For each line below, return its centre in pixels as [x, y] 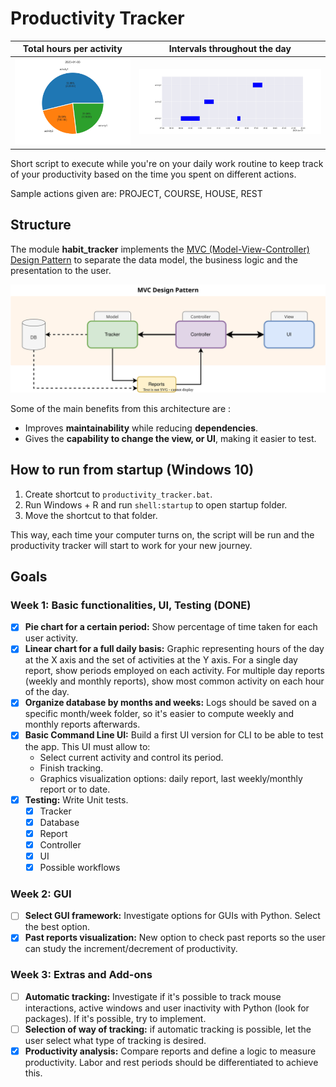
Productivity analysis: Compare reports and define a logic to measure [170, 1051]
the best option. [57, 927]
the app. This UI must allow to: [87, 746]
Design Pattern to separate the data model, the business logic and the [154, 259]
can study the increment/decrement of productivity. [131, 949]
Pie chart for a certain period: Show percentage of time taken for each [171, 627]
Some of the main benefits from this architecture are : [121, 408]
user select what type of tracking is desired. [115, 1040]
